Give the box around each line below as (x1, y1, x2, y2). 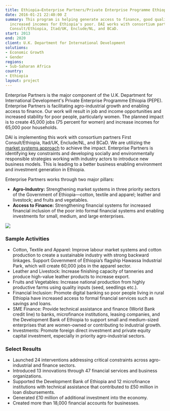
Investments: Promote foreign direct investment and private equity (12, 327, 151, 333)
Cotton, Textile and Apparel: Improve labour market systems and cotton (12, 247, 162, 253)
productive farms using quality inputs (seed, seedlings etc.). (12, 284, 138, 290)
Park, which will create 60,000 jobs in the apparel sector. (12, 263, 132, 269)
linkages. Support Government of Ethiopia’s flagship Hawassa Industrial (12, 257, 162, 264)
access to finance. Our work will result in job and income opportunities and (5, 108, 162, 114)
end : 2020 (5, 36, 26, 41)
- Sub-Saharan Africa (5, 64, 51, 69)
